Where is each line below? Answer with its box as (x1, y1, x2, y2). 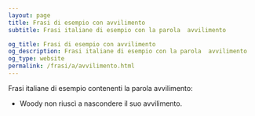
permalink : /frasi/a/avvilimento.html (8, 62, 135, 71)
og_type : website (8, 55, 65, 63)
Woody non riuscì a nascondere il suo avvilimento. (19, 99, 183, 108)
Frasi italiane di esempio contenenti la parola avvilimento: (8, 83, 194, 92)
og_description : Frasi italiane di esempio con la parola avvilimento (8, 48, 247, 56)
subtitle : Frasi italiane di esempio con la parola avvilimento (8, 26, 226, 34)
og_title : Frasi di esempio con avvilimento (8, 40, 156, 48)
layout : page (8, 11, 51, 20)
